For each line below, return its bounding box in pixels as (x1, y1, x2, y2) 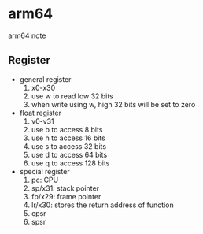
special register (19, 166, 70, 176)
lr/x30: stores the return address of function (31, 200, 175, 210)
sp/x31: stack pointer (31, 183, 100, 193)
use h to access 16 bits (31, 133, 106, 143)
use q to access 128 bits (31, 158, 110, 168)
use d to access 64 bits (31, 150, 108, 159)
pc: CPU (31, 175, 59, 184)
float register (19, 108, 61, 117)
